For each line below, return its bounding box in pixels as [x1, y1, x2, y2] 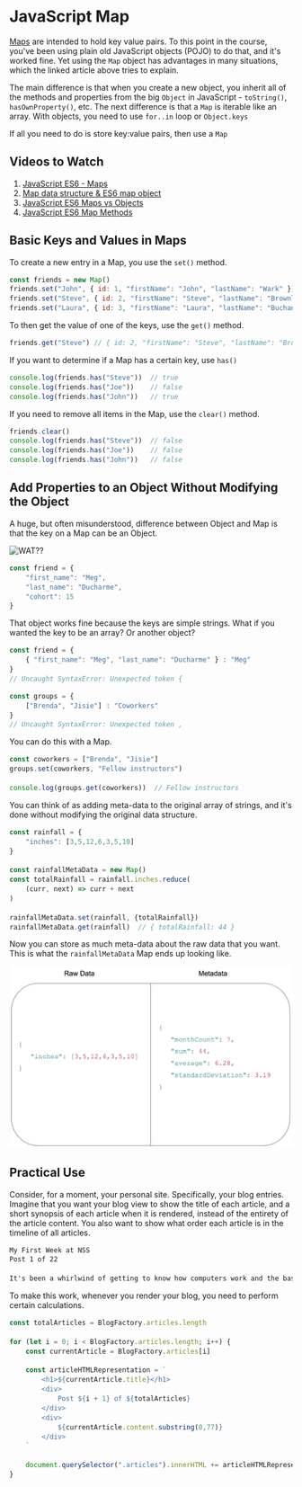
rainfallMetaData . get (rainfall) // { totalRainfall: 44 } [9, 922, 235, 931]
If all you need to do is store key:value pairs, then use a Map [9, 128, 227, 138]
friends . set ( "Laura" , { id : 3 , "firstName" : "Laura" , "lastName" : [9, 304, 263, 313]
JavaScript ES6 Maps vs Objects [22, 197, 144, 208]
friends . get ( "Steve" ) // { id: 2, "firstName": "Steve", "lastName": [9, 339, 276, 348]
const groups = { [9, 691, 75, 700]
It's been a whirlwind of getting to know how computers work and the [9, 1274, 280, 1283]
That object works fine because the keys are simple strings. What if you [9, 618, 276, 628]
